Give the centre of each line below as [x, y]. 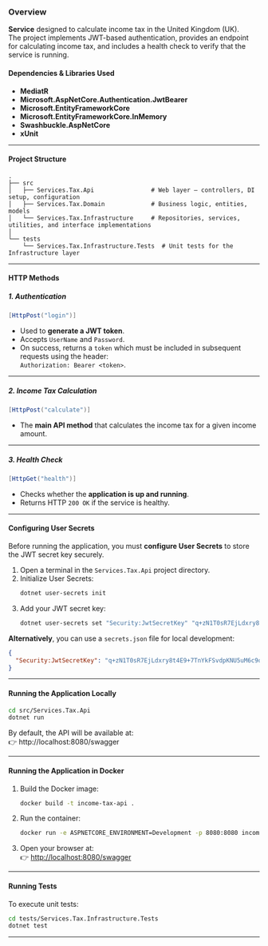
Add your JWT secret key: [63, 608]
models [19, 211]
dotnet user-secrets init [63, 594]
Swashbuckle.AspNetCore [65, 125]
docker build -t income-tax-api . [77, 803]
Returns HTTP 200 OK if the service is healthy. [95, 503]
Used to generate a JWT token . [72, 331]
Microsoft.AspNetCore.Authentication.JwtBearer [104, 99]
